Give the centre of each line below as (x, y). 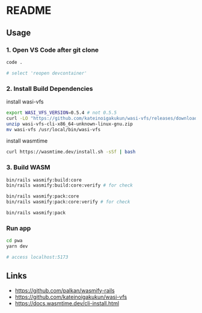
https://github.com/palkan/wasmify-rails (65, 290)
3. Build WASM (28, 167)
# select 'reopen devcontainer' (47, 73)
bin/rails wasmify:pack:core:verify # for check (68, 202)
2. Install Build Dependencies (50, 88)
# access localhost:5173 (37, 257)
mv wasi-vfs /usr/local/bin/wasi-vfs (54, 129)
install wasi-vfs (25, 101)
